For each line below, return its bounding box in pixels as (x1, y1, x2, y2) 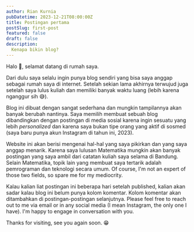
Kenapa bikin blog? (11, 47, 59, 53)
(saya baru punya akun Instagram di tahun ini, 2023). (6, 129, 134, 136)
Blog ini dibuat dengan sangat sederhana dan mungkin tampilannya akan (6, 104, 182, 111)
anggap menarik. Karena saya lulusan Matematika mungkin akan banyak (6, 146, 181, 153)
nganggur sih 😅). (6, 93, 49, 100)
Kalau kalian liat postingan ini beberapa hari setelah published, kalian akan (6, 183, 186, 190)
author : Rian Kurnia (6, 8, 57, 15)
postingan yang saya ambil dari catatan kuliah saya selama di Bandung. (6, 153, 179, 160)
